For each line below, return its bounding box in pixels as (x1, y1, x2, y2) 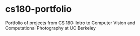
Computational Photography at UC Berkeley (5, 25, 96, 31)
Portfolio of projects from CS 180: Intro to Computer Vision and (5, 20, 135, 26)
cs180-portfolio (5, 3, 72, 15)
